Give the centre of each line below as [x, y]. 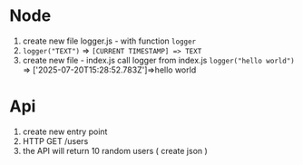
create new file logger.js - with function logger [109, 41]
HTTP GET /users [55, 141]
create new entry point [65, 131]
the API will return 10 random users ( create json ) [115, 150]
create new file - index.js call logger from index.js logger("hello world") [158, 60]
